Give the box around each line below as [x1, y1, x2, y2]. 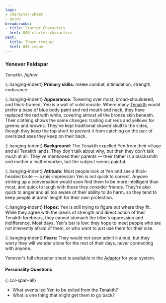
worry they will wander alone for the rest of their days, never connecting [5, 240, 154, 246]
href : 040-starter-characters [9, 30, 72, 35]
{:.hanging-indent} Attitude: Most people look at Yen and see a [5, 168, 135, 174]
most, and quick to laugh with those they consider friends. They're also [5, 184, 151, 190]
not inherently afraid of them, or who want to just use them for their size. [5, 225, 154, 231]
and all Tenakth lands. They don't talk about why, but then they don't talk [5, 148, 154, 154]
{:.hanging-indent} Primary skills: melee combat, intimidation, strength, [5, 81, 152, 87]
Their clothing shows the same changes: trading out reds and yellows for [5, 117, 155, 123]
